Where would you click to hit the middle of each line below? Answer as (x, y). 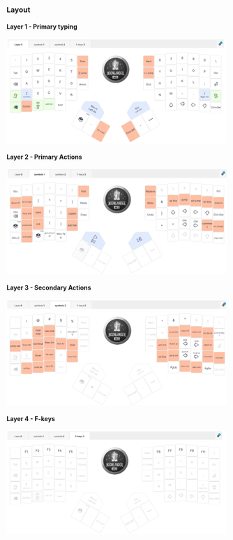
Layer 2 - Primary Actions (44, 157)
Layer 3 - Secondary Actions (49, 287)
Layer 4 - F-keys (31, 418)
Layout (18, 10)
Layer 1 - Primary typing (42, 27)
